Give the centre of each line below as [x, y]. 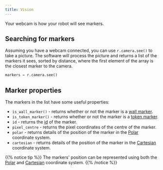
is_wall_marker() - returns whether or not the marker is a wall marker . [82, 112]
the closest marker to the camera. [39, 66]
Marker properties [33, 90]
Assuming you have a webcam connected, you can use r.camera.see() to [79, 51]
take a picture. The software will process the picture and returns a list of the [81, 56]
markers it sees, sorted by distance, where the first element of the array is [79, 61]
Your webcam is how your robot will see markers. [54, 23]
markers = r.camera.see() [31, 75]
